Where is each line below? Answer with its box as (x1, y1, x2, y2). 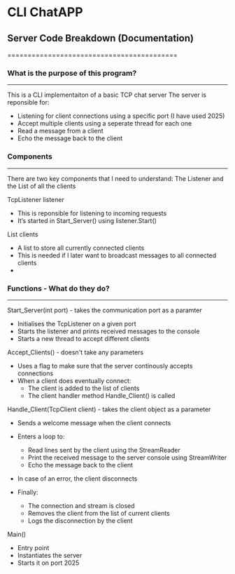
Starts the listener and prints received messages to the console (17, 327, 200, 335)
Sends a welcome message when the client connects (17, 418, 171, 427)
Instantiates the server (17, 551, 83, 559)
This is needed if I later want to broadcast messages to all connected (17, 251, 217, 260)
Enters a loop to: (17, 432, 65, 441)
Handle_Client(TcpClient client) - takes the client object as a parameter (7, 405, 211, 413)
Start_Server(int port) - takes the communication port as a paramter (7, 306, 202, 314)
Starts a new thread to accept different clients (17, 334, 150, 342)
